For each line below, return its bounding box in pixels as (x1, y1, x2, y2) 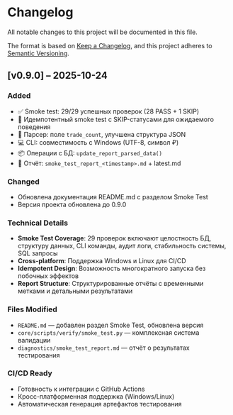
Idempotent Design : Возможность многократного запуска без (17, 264, 206, 273)
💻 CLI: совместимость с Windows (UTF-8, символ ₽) (17, 138, 179, 146)
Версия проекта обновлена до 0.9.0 (17, 200, 127, 209)
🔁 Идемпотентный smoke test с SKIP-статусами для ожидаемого (17, 115, 215, 123)
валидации (17, 336, 51, 344)
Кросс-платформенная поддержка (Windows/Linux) (17, 392, 175, 401)
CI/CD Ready (7, 368, 53, 378)
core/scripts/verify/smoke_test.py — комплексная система (17, 328, 200, 337)
